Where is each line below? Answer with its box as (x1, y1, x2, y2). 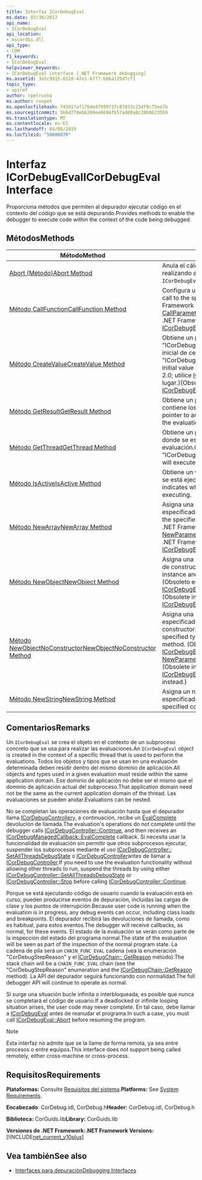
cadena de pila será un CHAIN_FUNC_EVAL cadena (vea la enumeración (6, 947, 177, 955)
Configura (162, 286, 191, 295)
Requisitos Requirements (6, 1069, 101, 1080)
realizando (162, 269, 192, 277)
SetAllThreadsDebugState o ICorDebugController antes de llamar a (6, 852, 171, 860)
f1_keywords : (6, 53, 39, 60)
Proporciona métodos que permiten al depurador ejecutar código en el (6, 203, 182, 210)
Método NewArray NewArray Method (9, 522, 112, 531)
